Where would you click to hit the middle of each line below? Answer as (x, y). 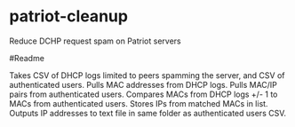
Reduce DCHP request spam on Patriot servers (95, 41)
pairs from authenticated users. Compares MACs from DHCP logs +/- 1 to (144, 94)
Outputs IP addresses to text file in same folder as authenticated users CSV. (148, 113)
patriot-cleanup (69, 16)
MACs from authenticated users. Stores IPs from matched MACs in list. (139, 103)
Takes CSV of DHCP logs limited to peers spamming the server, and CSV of (147, 75)
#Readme (27, 58)
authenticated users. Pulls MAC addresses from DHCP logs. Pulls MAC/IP (144, 84)
